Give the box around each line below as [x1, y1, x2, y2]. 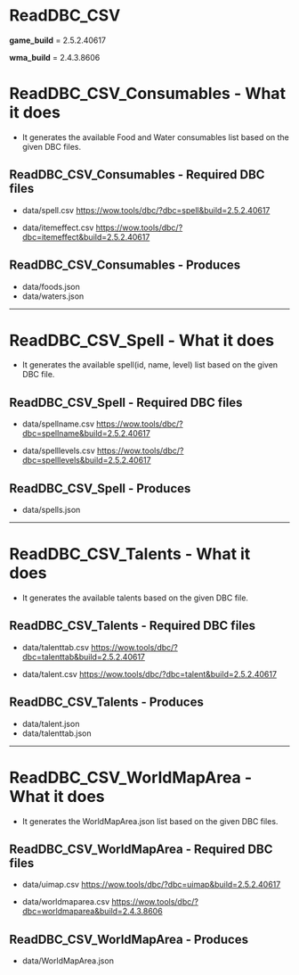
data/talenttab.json [21, 728, 92, 739]
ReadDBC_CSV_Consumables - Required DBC [9, 167, 265, 183]
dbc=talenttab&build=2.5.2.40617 [21, 651, 145, 662]
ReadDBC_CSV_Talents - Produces [9, 695, 205, 710]
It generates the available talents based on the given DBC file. [21, 592, 249, 603]
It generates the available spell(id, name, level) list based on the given [21, 359, 279, 370]
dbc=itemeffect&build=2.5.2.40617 [21, 231, 150, 242]
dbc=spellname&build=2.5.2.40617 [21, 428, 151, 439]
